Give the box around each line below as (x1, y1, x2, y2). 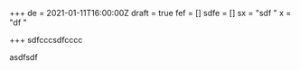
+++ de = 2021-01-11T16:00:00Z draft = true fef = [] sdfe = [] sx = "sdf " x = (9, 8, 292, 18)
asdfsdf (9, 52, 38, 62)
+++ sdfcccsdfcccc (9, 35, 83, 45)
